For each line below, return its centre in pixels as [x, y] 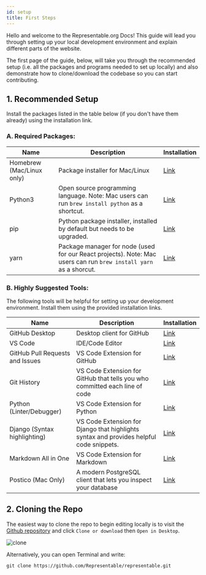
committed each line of [109, 386]
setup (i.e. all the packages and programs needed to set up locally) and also [102, 67]
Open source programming [97, 188]
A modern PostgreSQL [109, 472]
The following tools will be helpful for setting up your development [90, 301]
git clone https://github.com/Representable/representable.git [89, 566]
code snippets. [97, 444]
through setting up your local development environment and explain [92, 42]
